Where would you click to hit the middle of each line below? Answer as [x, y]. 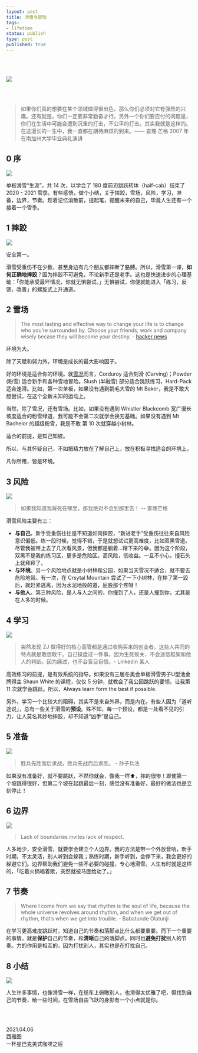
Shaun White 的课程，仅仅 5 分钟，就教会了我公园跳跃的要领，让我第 [106, 681]
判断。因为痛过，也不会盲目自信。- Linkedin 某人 [90, 661]
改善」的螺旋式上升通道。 [47, 289]
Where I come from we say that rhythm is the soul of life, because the [105, 906]
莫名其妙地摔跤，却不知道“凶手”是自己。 [75, 716]
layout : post [22, 12]
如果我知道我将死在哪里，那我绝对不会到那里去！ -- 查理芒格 [94, 508]
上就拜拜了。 [30, 563]
